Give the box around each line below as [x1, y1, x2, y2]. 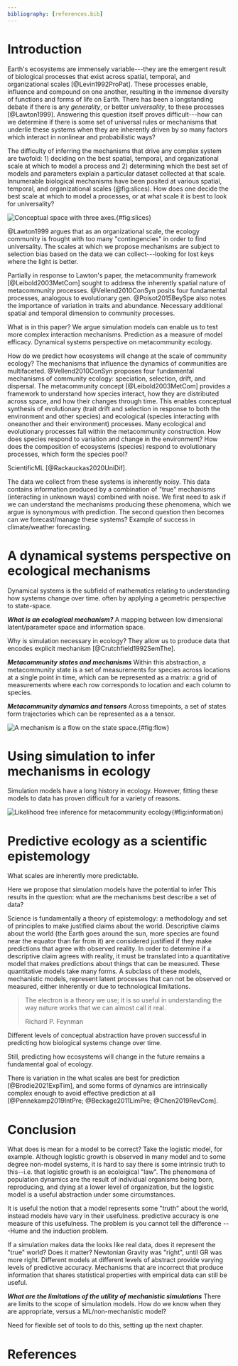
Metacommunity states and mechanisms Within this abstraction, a [7, 657, 206, 666]
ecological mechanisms [7, 563, 151, 578]
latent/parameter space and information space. [7, 623, 146, 631]
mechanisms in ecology [7, 763, 151, 779]
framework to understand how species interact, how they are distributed [7, 389, 220, 398]
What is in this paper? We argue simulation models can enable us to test [7, 322, 218, 331]
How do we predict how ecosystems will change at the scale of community [7, 351, 227, 360]
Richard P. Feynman [24, 1017, 84, 1026]
